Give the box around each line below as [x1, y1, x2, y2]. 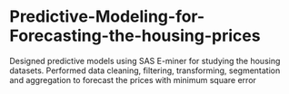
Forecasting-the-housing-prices [9, 25, 261, 46]
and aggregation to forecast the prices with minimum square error [9, 74, 257, 85]
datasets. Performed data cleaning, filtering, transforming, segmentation [9, 65, 281, 76]
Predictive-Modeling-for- [9, 6, 205, 27]
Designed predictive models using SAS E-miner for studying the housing [9, 55, 281, 66]
